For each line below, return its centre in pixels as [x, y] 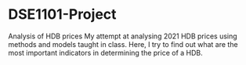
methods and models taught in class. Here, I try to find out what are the [123, 44]
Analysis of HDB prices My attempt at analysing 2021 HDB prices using [123, 36]
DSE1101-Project [62, 14]
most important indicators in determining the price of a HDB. [106, 52]
